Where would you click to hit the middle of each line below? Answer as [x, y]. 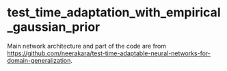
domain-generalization [39, 60]
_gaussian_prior [54, 27]
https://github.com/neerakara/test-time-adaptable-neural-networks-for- [109, 53]
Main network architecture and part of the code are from [86, 46]
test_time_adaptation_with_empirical [114, 13]
